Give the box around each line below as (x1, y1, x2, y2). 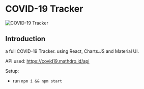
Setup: (5, 68, 19, 74)
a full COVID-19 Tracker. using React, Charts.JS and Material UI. (5, 48, 139, 54)
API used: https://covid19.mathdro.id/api (5, 58, 90, 64)
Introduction (5, 35, 46, 43)
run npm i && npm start (12, 77, 63, 84)
